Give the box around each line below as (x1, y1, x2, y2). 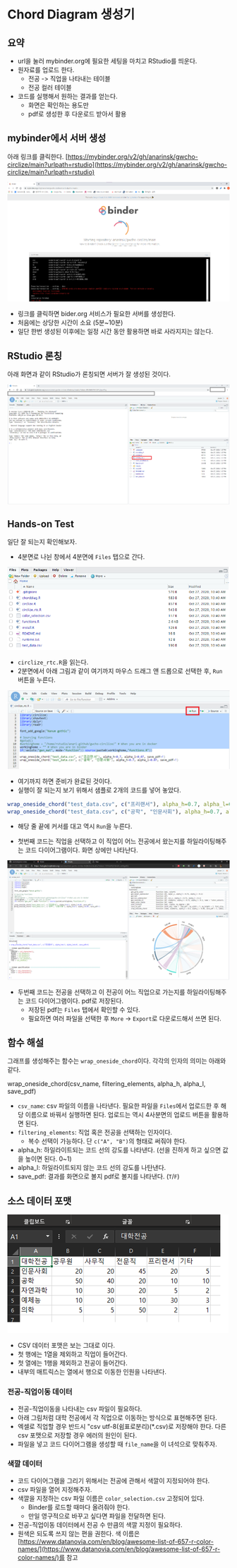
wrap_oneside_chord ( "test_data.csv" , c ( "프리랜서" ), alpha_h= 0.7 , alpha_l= (7, 801, 229, 808)
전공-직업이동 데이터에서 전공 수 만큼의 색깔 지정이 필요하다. (17, 1520, 183, 1528)
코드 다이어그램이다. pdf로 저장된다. (25, 996, 124, 1005)
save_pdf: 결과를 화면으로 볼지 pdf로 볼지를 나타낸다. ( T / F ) (17, 1172, 180, 1181)
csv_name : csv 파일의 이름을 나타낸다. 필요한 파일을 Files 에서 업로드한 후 (17, 1102, 219, 1110)
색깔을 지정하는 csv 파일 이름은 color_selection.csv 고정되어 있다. (17, 1494, 205, 1502)
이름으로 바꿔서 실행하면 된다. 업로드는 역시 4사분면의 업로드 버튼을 (25, 1111, 210, 1119)
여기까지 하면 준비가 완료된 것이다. (17, 777, 112, 785)
